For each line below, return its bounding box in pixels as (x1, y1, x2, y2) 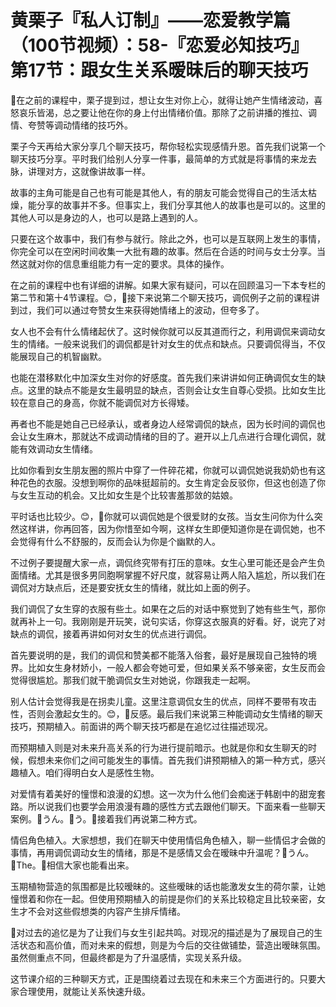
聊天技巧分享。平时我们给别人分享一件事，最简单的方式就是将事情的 (10, 152, 291, 165)
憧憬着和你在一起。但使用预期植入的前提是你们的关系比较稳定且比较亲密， (10, 892, 317, 905)
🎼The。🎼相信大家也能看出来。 (10, 859, 135, 871)
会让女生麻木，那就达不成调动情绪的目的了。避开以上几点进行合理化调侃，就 (10, 430, 326, 442)
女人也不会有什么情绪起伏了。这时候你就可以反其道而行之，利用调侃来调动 (10, 325, 317, 337)
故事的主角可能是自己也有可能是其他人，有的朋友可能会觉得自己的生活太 (10, 186, 308, 198)
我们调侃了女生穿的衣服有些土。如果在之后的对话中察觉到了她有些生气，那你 (10, 602, 326, 615)
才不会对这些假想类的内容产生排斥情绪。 (18, 905, 186, 917)
